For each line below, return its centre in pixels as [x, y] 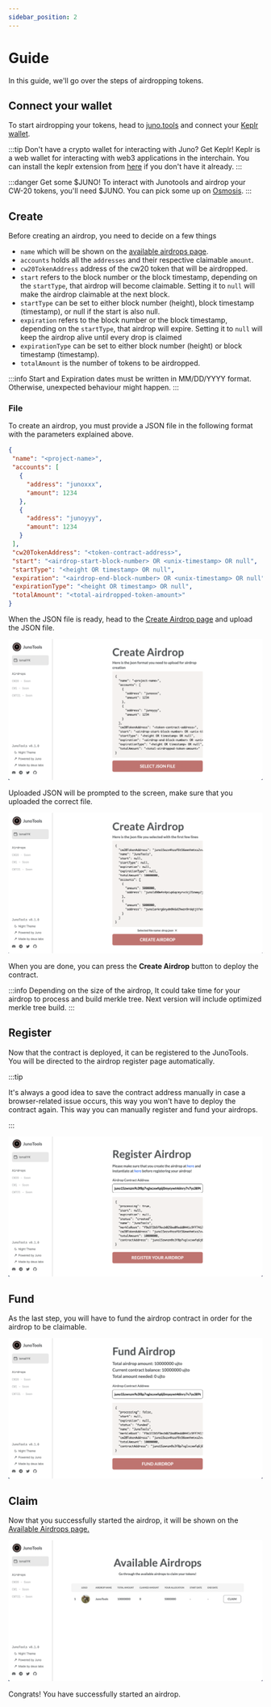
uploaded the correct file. [50, 801]
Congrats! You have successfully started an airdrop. [95, 1694]
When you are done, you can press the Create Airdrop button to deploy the [133, 966]
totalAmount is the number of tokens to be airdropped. [110, 363]
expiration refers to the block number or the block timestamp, [124, 320]
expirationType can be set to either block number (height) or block [131, 346]
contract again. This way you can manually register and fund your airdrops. [133, 1109]
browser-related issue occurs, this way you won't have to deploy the [122, 1101]
